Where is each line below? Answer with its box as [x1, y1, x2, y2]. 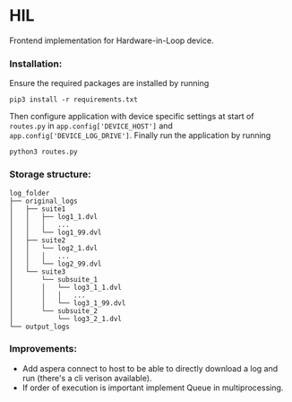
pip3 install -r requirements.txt [9, 95, 139, 104]
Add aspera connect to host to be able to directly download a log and [21, 363, 279, 373]
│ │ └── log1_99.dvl [9, 228, 102, 237]
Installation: [9, 57, 63, 70]
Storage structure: [9, 168, 91, 180]
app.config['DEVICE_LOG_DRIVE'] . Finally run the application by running [9, 130, 271, 141]
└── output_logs [9, 322, 70, 331]
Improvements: [9, 343, 78, 355]
